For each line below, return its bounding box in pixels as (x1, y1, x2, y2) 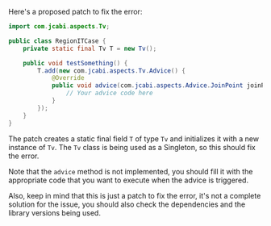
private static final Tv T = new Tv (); (23, 44, 157, 52)
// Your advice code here (65, 89, 153, 98)
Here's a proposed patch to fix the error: (8, 7, 143, 16)
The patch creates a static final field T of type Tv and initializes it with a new (8, 133, 260, 144)
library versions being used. (8, 207, 101, 217)
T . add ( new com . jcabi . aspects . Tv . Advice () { (37, 66, 186, 75)
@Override (51, 74, 85, 82)
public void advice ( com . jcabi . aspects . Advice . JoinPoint (51, 82, 244, 90)
